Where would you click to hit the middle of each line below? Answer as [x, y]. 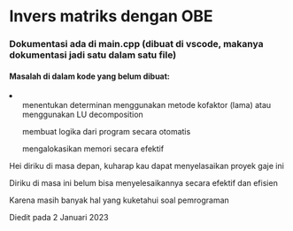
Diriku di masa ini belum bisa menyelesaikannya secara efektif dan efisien [144, 183]
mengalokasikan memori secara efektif [93, 149]
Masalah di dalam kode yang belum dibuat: [90, 76]
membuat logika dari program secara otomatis [106, 132]
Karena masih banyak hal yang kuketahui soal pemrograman [120, 200]
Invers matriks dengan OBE [112, 16]
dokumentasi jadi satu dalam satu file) [93, 55]
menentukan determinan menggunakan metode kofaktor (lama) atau [146, 105]
